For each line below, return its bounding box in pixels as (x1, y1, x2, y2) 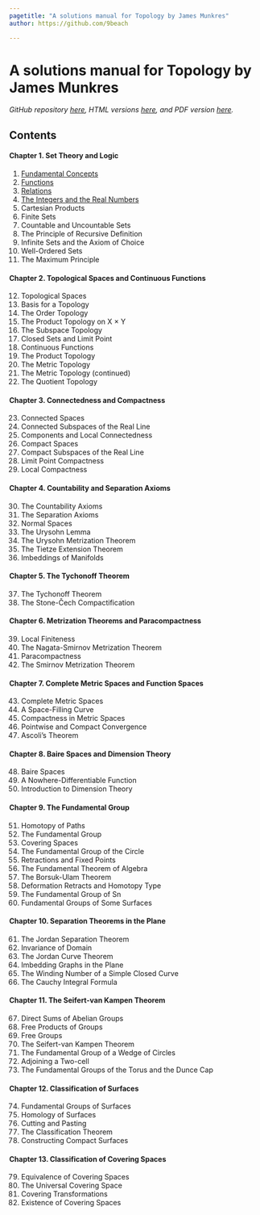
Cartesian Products (20, 203, 85, 213)
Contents (9, 128, 57, 142)
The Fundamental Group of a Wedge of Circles (20, 1048, 176, 1058)
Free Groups (20, 1031, 63, 1041)
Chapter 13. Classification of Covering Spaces (9, 1154, 167, 1163)
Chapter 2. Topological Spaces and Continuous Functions (9, 273, 206, 283)
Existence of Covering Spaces (20, 1198, 122, 1208)
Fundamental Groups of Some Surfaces (20, 898, 152, 907)
